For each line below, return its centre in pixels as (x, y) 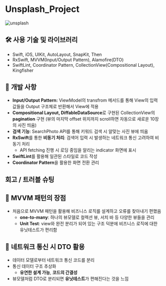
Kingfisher (23, 70)
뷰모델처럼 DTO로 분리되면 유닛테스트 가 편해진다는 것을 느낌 (70, 279)
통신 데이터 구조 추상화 (34, 266)
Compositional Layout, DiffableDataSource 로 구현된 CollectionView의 (83, 113)
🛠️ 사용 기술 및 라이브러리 (41, 40)
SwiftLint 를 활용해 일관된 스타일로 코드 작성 (55, 156)
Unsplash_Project (42, 9)
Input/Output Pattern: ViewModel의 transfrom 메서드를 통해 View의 (80, 100)
